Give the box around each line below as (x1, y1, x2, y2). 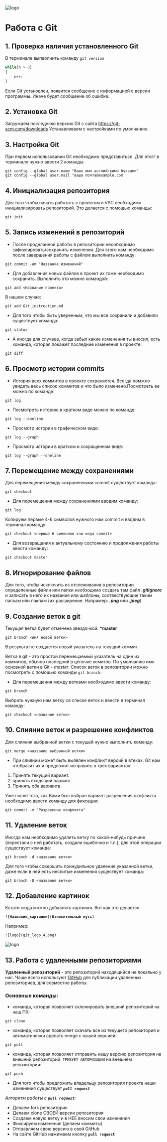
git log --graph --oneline (5, 453, 61, 458)
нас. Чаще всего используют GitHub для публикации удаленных (5, 975, 142, 981)
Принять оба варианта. (12, 783, 62, 789)
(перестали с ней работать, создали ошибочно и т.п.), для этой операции (5, 840, 162, 846)
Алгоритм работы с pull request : (5, 1095, 76, 1101)
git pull (5, 1042, 23, 1047)
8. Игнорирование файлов (5, 569, 91, 577)
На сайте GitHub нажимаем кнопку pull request (12, 1131, 115, 1137)
